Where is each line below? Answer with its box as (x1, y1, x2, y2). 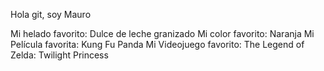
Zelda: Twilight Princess (10, 49, 109, 61)
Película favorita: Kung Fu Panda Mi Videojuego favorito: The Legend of (10, 39, 305, 50)
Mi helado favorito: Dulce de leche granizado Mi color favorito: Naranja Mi (10, 28, 315, 39)
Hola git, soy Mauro (10, 9, 92, 20)
